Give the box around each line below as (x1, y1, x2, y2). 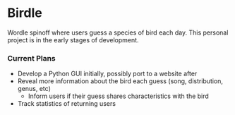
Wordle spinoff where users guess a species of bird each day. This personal (7, 28, 229, 37)
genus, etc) (17, 85, 52, 93)
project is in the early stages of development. (7, 35, 139, 44)
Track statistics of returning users (17, 99, 116, 108)
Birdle (7, 5, 42, 21)
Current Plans (7, 53, 56, 63)
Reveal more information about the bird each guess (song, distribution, (17, 77, 224, 85)
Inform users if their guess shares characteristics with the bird (28, 92, 210, 100)
